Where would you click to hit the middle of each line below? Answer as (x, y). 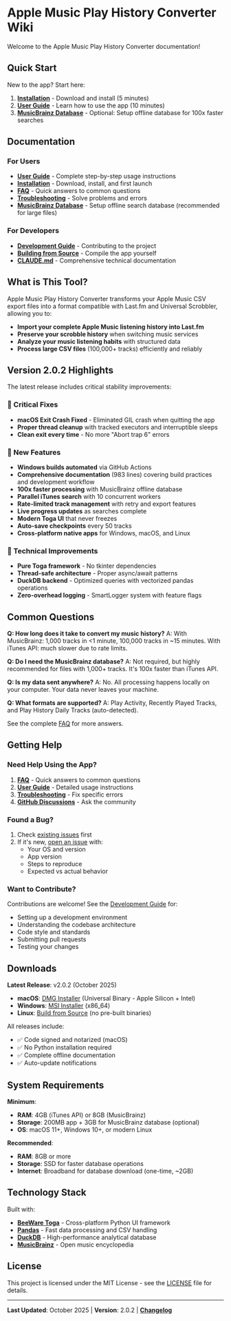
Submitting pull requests (52, 939)
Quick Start (32, 68)
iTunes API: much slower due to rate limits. (67, 648)
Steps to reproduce (55, 864)
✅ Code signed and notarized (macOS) (73, 1040)
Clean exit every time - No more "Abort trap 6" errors (93, 434)
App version (44, 857)
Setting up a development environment (72, 917)
